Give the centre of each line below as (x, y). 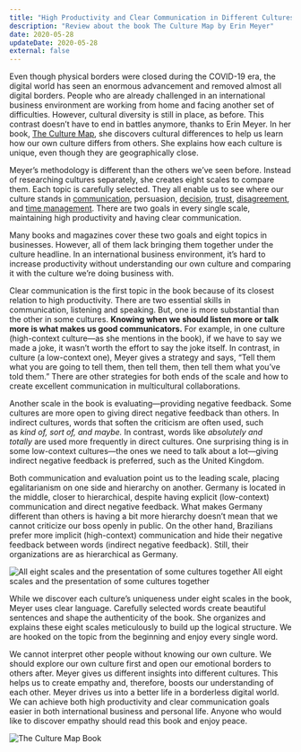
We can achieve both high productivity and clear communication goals (140, 702)
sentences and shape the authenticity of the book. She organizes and (138, 618)
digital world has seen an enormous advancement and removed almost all (146, 86)
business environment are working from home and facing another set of (142, 105)
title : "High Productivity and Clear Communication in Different (133, 17)
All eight (267, 572)
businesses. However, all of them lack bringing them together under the (142, 245)
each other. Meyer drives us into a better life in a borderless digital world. (144, 693)
